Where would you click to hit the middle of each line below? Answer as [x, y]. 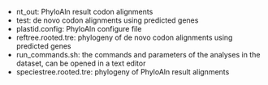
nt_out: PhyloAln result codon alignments [84, 12]
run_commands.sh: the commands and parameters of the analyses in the [138, 55]
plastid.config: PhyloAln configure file [79, 29]
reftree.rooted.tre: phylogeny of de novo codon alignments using [124, 37]
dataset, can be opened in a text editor [81, 63]
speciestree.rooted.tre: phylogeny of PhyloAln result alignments [123, 72]
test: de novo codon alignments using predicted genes [107, 20]
